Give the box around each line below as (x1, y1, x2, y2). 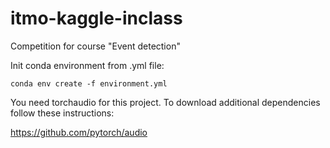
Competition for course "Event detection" (10, 40, 181, 52)
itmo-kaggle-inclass (10, 7, 183, 30)
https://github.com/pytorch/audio (10, 126, 148, 138)
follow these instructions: (10, 107, 115, 119)
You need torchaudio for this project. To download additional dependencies (10, 96, 321, 108)
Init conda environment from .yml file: (10, 59, 165, 71)
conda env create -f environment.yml (10, 78, 168, 89)
